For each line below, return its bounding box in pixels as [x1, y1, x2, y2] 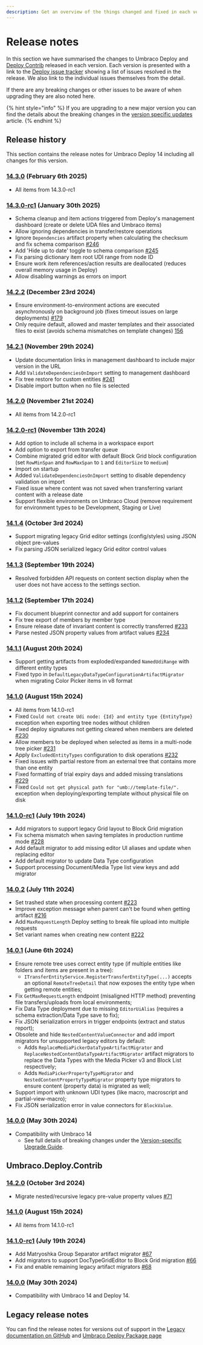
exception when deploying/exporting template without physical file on [14, 789, 189, 797]
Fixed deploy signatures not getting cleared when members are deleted [14, 725, 193, 732]
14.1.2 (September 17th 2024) [6, 596, 94, 604]
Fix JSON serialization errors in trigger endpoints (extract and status [14, 1018, 185, 1025]
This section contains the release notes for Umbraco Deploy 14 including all [6, 151, 195, 158]
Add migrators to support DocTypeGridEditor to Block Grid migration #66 [14, 1257, 197, 1264]
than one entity [14, 764, 53, 771]
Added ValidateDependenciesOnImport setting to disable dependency [14, 472, 186, 479]
